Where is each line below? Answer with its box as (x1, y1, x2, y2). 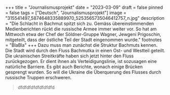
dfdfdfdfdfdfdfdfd (17, 84, 55, 90)
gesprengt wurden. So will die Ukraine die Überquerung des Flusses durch (5, 69, 161, 75)
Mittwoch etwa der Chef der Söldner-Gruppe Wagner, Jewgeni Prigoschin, (5, 31, 161, 37)
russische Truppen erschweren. (5, 75, 72, 80)
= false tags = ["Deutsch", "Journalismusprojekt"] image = (5, 10, 127, 16)
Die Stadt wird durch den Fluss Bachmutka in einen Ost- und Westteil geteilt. (5, 48, 165, 53)
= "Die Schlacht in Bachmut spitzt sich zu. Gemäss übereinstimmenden (5, 20, 154, 26)
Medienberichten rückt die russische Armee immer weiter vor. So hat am (5, 26, 157, 32)
